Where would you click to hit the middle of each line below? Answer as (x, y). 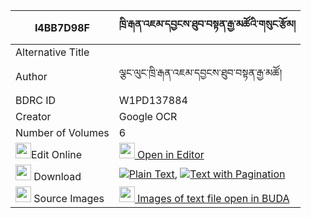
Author (31, 76)
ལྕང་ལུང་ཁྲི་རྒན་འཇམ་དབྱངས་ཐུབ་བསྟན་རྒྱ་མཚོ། (200, 72)
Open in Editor (171, 154)
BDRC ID (36, 100)
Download (57, 176)
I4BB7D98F (62, 27)
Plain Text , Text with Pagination (207, 174)
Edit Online (57, 154)
